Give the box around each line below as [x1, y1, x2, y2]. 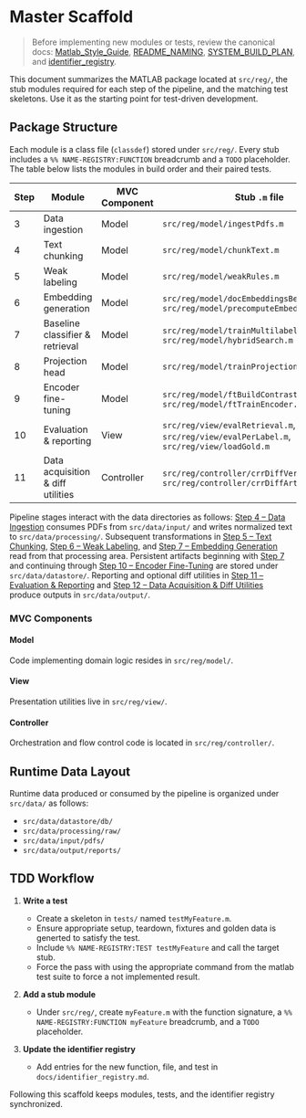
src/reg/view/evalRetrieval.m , [162, 418, 296, 431]
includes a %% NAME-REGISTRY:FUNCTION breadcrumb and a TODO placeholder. [9, 153, 291, 164]
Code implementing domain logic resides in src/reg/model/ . [9, 655, 234, 666]
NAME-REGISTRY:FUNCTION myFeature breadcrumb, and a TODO [36, 1016, 260, 1027]
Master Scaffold [9, 6, 134, 27]
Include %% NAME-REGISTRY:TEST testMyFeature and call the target [36, 942, 280, 953]
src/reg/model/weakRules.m [162, 271, 280, 281]
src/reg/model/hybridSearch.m [162, 335, 293, 345]
